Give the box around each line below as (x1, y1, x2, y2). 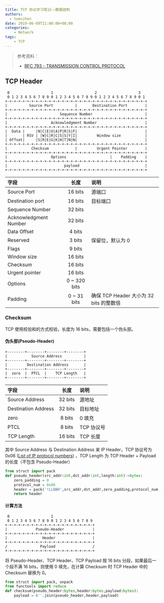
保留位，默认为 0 (91, 237, 130, 244)
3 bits (69, 236, 82, 243)
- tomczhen (9, 16, 32, 21)
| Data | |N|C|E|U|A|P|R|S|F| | (5, 128, 147, 134)
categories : (5, 25, 29, 30)
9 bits (69, 245, 82, 252)
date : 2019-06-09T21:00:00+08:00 (5, 21, 73, 26)
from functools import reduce (5, 584, 67, 589)
